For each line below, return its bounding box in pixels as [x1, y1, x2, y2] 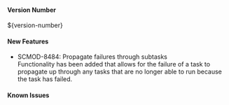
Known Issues [7, 91, 50, 99]
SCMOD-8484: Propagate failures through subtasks [17, 52, 168, 61]
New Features [7, 37, 49, 45]
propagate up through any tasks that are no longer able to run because [17, 67, 223, 76]
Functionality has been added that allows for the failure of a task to [17, 60, 211, 69]
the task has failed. [17, 75, 73, 83]
